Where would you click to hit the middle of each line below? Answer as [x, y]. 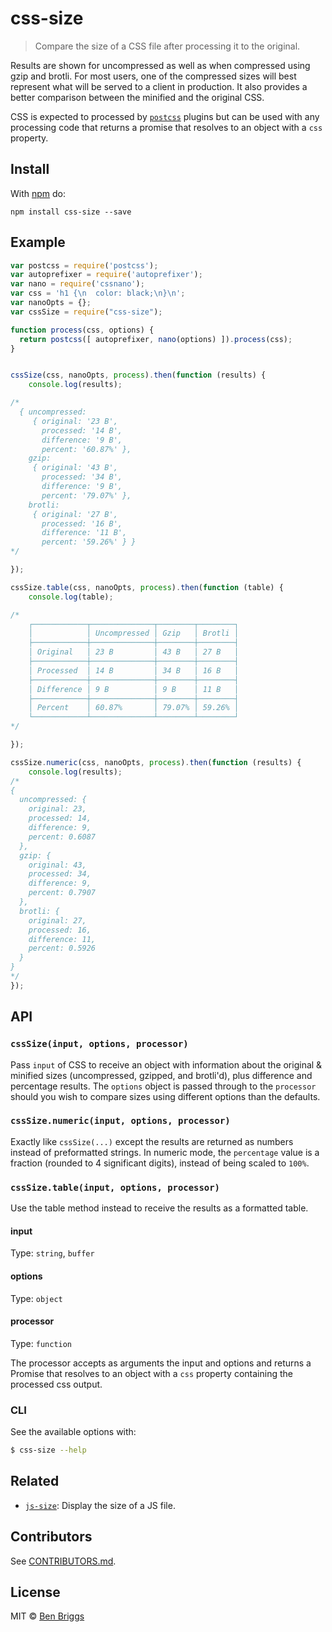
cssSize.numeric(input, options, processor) [120, 1121]
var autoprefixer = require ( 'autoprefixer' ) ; [106, 275]
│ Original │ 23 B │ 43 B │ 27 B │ [134, 652]
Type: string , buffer [52, 1253]
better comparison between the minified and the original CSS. [137, 97]
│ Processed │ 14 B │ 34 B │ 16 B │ [134, 670]
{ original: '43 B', [75, 468]
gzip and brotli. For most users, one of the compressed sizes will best [153, 76]
